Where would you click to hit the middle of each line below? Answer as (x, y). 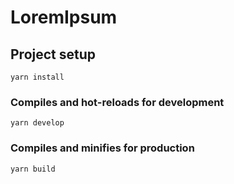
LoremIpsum (64, 17)
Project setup (53, 54)
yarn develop (37, 123)
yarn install (37, 77)
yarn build (33, 169)
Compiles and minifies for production (102, 148)
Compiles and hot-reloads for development (117, 102)
